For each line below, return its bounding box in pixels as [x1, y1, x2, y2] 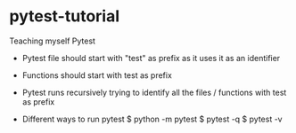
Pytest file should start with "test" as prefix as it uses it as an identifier [21, 52, 281, 63]
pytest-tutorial [9, 6, 120, 27]
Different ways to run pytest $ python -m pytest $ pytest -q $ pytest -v [21, 113, 283, 124]
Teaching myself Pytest [9, 35, 96, 46]
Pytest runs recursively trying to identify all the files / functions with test [21, 87, 287, 98]
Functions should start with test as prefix [21, 69, 172, 81]
